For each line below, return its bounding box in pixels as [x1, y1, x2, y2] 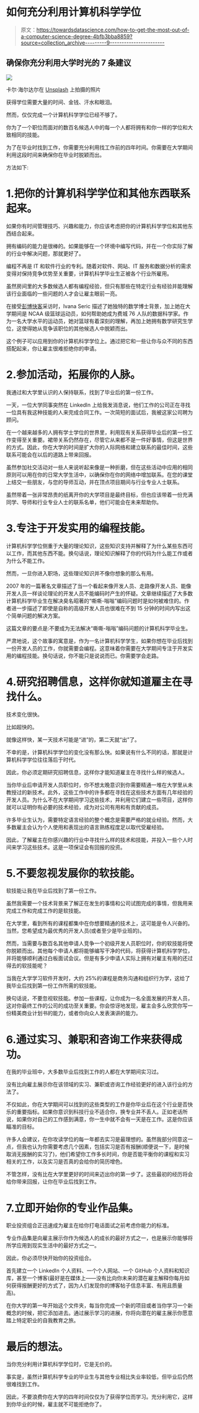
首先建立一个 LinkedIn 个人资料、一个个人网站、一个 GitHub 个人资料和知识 [6, 1267, 190, 1274]
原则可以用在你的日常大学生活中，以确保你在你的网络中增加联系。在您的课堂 [6, 471, 193, 478]
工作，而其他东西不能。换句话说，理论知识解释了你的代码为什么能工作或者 [11, 550, 193, 557]
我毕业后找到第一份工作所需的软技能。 [6, 982, 99, 989]
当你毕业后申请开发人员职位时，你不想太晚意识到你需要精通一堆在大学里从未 [6, 781, 193, 788]
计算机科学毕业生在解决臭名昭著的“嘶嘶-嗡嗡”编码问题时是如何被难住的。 [6, 597, 185, 604]
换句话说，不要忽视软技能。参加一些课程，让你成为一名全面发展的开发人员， [6, 995, 193, 1002]
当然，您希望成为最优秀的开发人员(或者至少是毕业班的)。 [6, 927, 145, 934]
